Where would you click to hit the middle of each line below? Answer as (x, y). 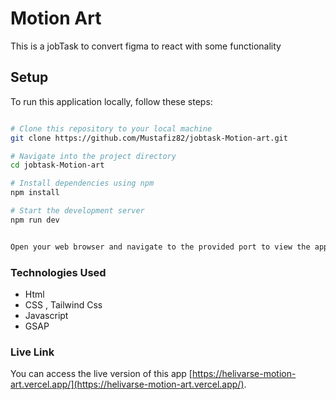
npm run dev (35, 220)
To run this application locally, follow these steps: (111, 101)
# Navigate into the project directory (93, 156)
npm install (35, 193)
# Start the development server (77, 211)
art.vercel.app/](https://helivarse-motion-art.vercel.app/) (127, 384)
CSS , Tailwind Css (63, 304)
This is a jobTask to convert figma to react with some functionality (146, 46)
